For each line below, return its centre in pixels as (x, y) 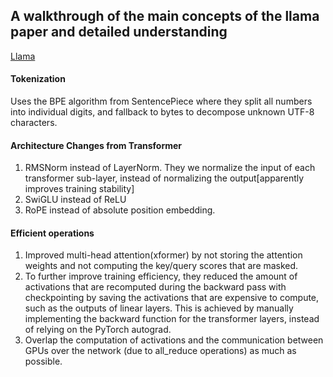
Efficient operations (52, 233)
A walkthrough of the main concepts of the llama (165, 16)
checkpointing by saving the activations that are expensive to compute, (172, 298)
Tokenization (38, 79)
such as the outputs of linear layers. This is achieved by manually (159, 308)
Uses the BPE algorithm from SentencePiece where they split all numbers (161, 101)
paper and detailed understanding (119, 32)
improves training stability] (79, 189)
